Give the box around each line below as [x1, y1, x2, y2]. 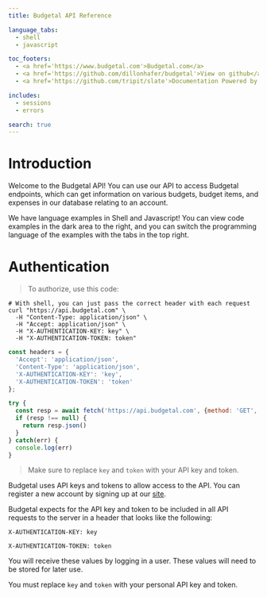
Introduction [8, 155, 92, 173]
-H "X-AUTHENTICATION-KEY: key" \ [15, 327, 130, 336]
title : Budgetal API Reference [8, 11, 112, 20]
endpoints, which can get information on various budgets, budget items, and [8, 190, 259, 199]
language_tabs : [8, 25, 59, 34]
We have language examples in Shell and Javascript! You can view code [8, 214, 245, 223]
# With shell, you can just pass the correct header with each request [8, 299, 250, 308]
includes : [8, 91, 41, 99]
